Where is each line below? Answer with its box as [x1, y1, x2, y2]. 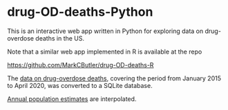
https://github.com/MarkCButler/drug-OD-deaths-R [7, 60, 154, 69]
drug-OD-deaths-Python [7, 4, 153, 20]
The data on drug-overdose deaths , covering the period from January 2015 [7, 74, 221, 82]
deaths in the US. [35, 34, 85, 42]
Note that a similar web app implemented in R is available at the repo [7, 47, 202, 56]
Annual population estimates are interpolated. [7, 94, 137, 103]
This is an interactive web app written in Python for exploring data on [7, 27, 204, 35]
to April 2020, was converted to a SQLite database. [7, 81, 153, 89]
